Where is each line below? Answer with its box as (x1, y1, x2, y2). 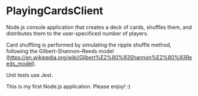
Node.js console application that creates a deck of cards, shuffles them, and (6, 24, 192, 31)
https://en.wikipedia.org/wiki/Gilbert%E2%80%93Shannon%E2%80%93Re (8, 54, 193, 61)
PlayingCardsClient (6, 4, 103, 18)
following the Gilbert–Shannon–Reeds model (6, 47, 114, 54)
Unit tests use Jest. (6, 71, 53, 78)
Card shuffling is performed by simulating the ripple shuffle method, (6, 41, 171, 48)
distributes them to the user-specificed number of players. (6, 29, 149, 37)
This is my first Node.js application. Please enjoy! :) (6, 82, 131, 90)
